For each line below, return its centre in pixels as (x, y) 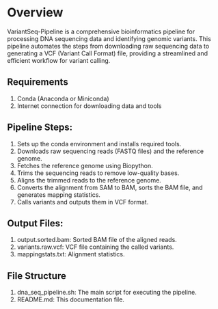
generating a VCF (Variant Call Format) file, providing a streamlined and (108, 53)
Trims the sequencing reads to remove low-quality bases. (98, 173)
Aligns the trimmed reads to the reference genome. (89, 180)
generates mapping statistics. (59, 194)
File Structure (37, 276)
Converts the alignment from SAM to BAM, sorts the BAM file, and (110, 187)
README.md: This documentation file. (71, 299)
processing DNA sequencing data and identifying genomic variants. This (109, 38)
